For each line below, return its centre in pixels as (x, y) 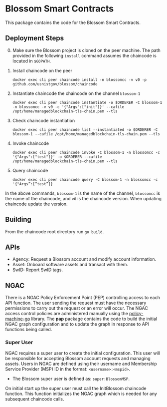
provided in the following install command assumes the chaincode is (84, 55)
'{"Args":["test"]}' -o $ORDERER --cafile (57, 157)
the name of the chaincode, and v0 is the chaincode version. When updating (83, 198)
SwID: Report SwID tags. (38, 270)
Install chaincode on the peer (42, 70)
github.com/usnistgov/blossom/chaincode (55, 84)
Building (18, 219)
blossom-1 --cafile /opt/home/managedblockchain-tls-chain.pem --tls (86, 134)
